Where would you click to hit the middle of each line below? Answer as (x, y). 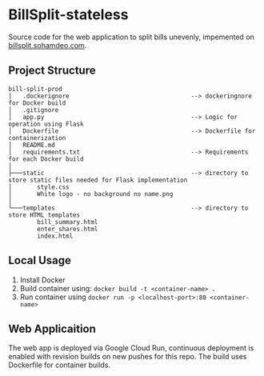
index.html (55, 236)
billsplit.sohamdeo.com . (48, 45)
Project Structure (52, 71)
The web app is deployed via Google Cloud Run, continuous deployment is (131, 348)
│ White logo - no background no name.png (91, 194)
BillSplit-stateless (68, 15)
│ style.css (39, 187)
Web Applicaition (52, 328)
